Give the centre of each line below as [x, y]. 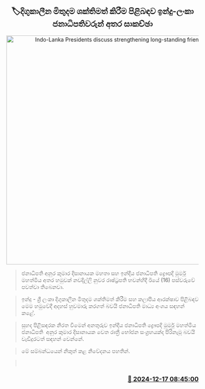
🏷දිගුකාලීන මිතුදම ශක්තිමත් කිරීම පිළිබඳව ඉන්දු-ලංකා [103, 11]
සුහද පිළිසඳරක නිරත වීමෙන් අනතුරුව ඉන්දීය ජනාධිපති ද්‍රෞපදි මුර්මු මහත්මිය [109, 325]
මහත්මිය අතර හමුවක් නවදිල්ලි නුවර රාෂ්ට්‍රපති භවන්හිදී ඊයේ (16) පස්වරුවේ [108, 280]
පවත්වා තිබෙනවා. [42, 286]
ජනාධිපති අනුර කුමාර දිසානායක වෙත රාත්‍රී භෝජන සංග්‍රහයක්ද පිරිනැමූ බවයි [108, 332]
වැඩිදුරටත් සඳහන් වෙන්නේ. [52, 338]
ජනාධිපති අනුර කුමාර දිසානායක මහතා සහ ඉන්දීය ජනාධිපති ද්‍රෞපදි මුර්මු [103, 273]
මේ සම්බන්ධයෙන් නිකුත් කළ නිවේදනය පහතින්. [75, 351]
